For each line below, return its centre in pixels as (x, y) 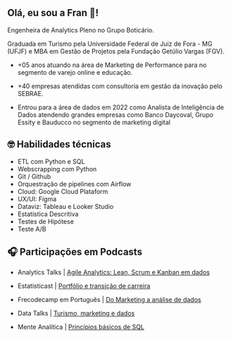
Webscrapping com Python (57, 169)
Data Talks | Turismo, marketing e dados (76, 313)
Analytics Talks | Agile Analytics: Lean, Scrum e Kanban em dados (113, 272)
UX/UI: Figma (37, 199)
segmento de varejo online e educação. (75, 72)
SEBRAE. (30, 93)
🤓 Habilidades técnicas (59, 144)
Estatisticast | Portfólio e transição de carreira (84, 286)
